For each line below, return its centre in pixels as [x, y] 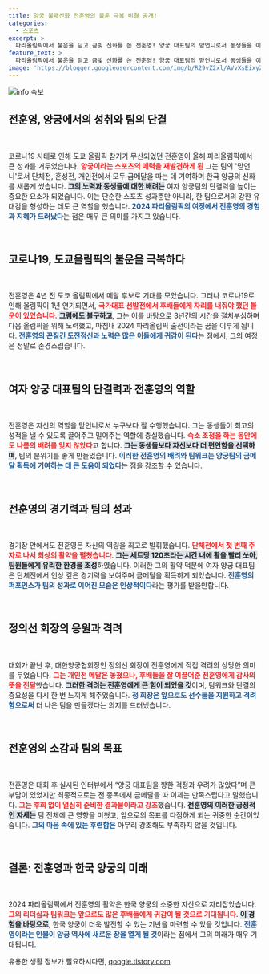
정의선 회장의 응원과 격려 [65, 629]
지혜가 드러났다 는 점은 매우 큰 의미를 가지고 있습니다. [98, 216]
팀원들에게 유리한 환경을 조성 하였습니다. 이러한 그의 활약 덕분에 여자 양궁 [121, 565]
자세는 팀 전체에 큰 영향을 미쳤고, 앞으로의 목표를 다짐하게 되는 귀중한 [124, 814]
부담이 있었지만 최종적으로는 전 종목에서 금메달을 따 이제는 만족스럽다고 [119, 794]
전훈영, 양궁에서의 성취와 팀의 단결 [88, 120]
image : [19, 68]
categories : [28, 23]
